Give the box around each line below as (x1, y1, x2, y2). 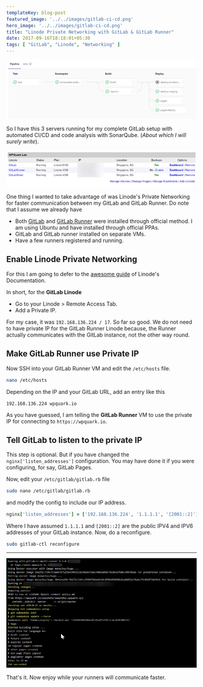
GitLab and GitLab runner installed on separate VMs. (14, 230, 146, 238)
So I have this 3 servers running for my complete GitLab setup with (6, 124, 173, 132)
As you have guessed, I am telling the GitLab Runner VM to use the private (6, 411, 192, 418)
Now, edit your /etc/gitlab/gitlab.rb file (6, 476, 110, 483)
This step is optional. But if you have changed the (6, 451, 130, 459)
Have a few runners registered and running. (14, 237, 124, 244)
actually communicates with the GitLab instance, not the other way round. (6, 331, 190, 338)
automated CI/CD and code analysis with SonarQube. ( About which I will (6, 131, 187, 138)
